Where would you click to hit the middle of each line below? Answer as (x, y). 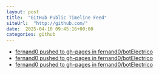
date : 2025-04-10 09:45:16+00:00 (50, 29)
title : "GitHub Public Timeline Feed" (57, 18)
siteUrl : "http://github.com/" (47, 23)
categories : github (31, 35)
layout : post (23, 12)
